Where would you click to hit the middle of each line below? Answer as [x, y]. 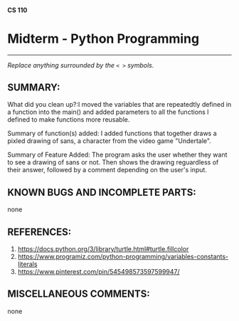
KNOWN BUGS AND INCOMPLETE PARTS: [102, 192]
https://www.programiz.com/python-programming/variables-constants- [123, 256]
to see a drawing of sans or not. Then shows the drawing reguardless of [113, 162]
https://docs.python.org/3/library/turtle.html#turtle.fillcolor [103, 248]
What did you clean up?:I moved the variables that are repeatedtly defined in [119, 105]
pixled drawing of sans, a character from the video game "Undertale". [109, 141]
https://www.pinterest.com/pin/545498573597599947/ [99, 271]
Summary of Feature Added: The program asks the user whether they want [117, 155]
